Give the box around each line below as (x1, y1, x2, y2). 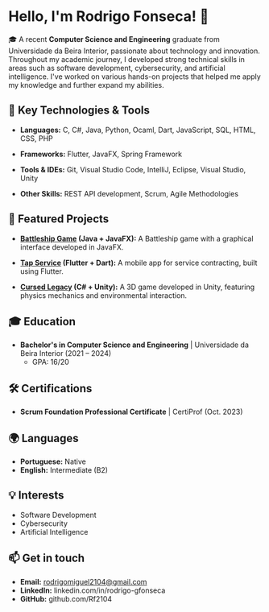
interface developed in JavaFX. (19, 242, 124, 252)
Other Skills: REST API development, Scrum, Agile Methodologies (19, 188, 239, 198)
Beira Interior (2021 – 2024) (19, 349, 112, 358)
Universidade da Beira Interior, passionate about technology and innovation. (8, 46, 260, 56)
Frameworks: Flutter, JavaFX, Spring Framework (19, 149, 183, 159)
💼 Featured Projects (8, 213, 110, 226)
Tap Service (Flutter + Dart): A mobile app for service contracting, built (19, 258, 258, 267)
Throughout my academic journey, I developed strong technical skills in (8, 54, 246, 64)
